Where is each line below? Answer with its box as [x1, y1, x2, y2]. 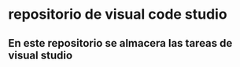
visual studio [8, 48, 73, 62]
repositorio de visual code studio [8, 5, 227, 23]
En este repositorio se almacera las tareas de [8, 37, 233, 50]
